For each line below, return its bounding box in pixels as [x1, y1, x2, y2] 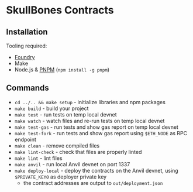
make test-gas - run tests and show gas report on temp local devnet [14, 124, 178, 131]
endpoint [14, 136, 37, 143]
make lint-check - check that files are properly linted [14, 148, 142, 155]
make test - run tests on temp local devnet [14, 111, 117, 118]
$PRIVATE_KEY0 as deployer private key [14, 173, 107, 180]
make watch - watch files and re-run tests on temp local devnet [14, 117, 165, 124]
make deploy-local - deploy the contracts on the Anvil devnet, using [14, 167, 178, 174]
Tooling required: [6, 42, 47, 49]
